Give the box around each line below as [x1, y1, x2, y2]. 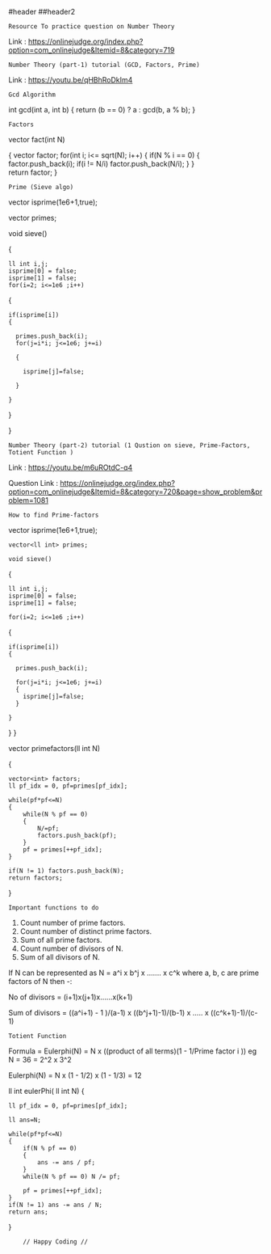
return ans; [8, 1208, 48, 1216]
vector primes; [8, 213, 57, 222]
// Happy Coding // [23, 1238, 89, 1246]
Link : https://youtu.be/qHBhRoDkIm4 [8, 75, 133, 84]
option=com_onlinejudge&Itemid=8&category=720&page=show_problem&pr [8, 487, 263, 496]
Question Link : [8, 479, 59, 488]
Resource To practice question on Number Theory [8, 23, 175, 31]
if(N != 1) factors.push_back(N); [8, 867, 125, 875]
